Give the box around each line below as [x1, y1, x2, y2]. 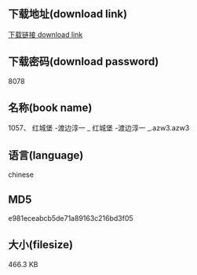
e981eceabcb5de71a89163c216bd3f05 [8, 214, 133, 223]
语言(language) [8, 148, 84, 162]
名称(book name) [8, 101, 93, 115]
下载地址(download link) [8, 7, 128, 21]
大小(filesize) [8, 238, 73, 251]
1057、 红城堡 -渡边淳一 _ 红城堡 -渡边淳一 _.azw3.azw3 [8, 123, 190, 133]
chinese [8, 170, 34, 179]
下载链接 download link [8, 30, 83, 39]
